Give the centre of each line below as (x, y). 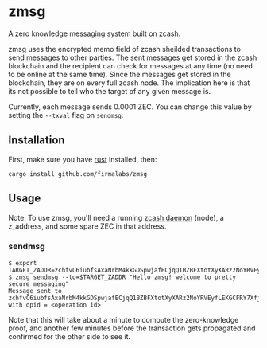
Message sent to (35, 291)
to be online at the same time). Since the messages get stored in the (120, 74)
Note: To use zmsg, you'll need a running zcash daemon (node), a (116, 217)
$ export (23, 263)
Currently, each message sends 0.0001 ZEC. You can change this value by (130, 107)
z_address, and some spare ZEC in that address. (87, 226)
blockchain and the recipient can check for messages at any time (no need (130, 65)
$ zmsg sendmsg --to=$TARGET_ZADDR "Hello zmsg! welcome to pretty (122, 277)
